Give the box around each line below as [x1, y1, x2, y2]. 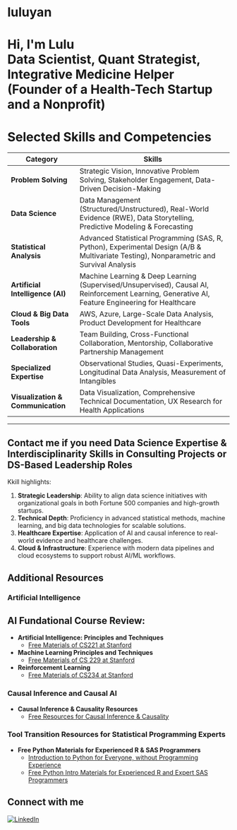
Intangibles [79, 376, 116, 386]
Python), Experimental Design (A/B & [79, 242, 202, 252]
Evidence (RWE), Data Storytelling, [79, 213, 195, 223]
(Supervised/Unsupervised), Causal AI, [79, 280, 209, 290]
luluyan [7, 4, 52, 20]
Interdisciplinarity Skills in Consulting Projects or [7, 447, 227, 459]
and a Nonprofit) [7, 97, 106, 113]
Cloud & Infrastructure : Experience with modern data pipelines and [17, 544, 214, 553]
